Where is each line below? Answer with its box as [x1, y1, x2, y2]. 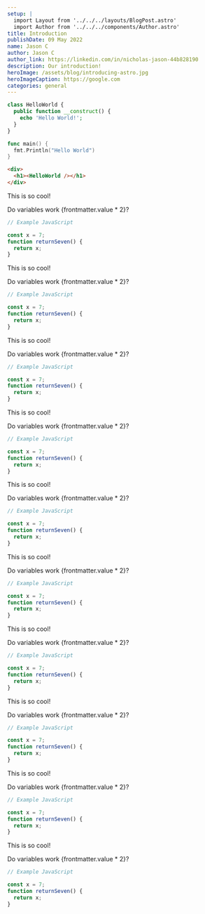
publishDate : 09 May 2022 [7, 37, 83, 44]
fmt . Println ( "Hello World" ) [13, 147, 96, 154]
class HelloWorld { [7, 101, 64, 109]
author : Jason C [7, 50, 55, 57]
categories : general [7, 82, 68, 89]
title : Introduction [7, 30, 68, 37]
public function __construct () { [13, 108, 111, 115]
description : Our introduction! [7, 63, 101, 70]
